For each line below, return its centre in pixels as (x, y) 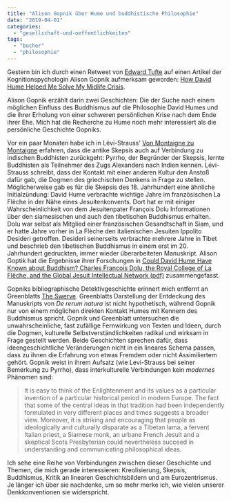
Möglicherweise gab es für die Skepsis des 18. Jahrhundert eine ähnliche (111, 187)
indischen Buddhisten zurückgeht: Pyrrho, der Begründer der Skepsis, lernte (116, 157)
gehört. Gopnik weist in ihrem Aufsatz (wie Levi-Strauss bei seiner (101, 362)
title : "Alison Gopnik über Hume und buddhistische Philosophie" (103, 14)
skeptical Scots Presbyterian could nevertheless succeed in (109, 442)
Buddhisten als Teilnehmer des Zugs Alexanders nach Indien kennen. (105, 165)
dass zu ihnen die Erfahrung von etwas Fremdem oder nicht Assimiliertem (112, 355)
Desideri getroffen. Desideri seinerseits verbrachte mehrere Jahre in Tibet (112, 238)
